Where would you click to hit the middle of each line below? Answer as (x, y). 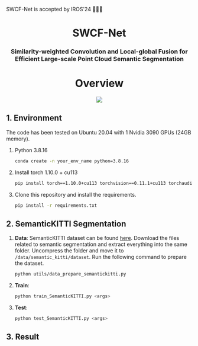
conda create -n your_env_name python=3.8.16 (72, 161)
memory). (18, 139)
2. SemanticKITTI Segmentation (66, 224)
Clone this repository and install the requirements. (75, 194)
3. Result (23, 337)
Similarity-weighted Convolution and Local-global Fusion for (99, 52)
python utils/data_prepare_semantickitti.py (70, 274)
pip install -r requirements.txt (56, 205)
